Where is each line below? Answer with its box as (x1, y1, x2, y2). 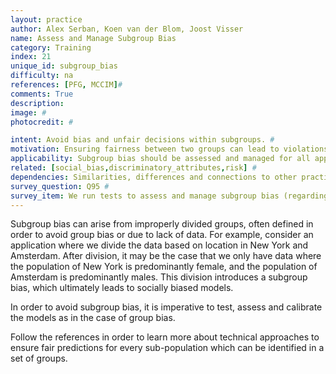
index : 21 (10, 52, 52, 62)
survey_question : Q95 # (10, 181, 110, 191)
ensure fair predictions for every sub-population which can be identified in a (10, 342, 325, 354)
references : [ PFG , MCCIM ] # (10, 80, 123, 90)
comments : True (10, 89, 74, 99)
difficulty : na (10, 71, 74, 81)
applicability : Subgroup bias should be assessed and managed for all (10, 154, 311, 164)
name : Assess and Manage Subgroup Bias (10, 33, 177, 43)
